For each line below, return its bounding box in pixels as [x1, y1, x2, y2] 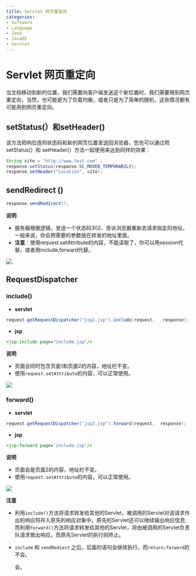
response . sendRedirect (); [6, 200, 69, 207]
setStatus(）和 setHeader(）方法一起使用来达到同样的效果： [6, 146, 151, 153]
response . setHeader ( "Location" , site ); [6, 169, 103, 175]
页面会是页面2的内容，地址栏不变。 [14, 466, 100, 473]
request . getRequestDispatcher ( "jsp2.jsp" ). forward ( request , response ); [6, 420, 187, 427]
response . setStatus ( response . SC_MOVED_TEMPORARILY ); [6, 163, 137, 169]
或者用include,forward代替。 [24, 246, 94, 253]
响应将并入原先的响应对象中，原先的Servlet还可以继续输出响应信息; [24, 517, 187, 524]
